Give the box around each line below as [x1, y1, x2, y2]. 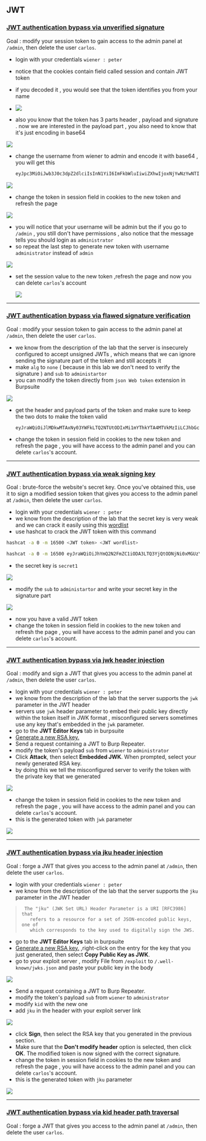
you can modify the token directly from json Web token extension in [15, 376, 186, 384]
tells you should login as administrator [15, 236, 114, 243]
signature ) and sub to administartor [15, 370, 107, 377]
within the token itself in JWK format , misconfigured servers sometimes [15, 714, 198, 722]
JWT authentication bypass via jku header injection [6, 849, 164, 857]
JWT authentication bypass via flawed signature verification [6, 311, 191, 320]
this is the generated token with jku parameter [15, 1075, 133, 1083]
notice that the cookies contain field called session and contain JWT [15, 67, 188, 75]
